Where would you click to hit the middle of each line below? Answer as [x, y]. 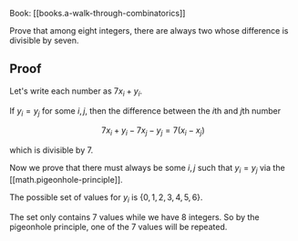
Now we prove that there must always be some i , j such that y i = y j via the [147, 169]
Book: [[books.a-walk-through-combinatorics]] [98, 13]
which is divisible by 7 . [51, 150]
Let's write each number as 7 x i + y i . [76, 92]
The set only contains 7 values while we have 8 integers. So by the [134, 216]
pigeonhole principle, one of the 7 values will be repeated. [118, 226]
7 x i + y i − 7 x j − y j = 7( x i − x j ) [153, 131]
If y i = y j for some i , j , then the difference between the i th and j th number [145, 111]
